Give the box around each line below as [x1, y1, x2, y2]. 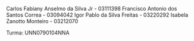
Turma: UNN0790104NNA [6, 29, 70, 36]
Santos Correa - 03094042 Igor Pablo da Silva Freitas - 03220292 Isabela [6, 11, 189, 18]
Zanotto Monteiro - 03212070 [6, 18, 79, 24]
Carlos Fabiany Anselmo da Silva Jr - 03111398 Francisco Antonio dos [6, 5, 177, 12]
